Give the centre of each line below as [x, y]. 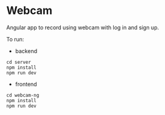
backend [26, 51]
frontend [26, 84]
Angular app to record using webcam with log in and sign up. [83, 27]
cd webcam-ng [23, 95]
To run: [15, 39]
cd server [19, 62]
